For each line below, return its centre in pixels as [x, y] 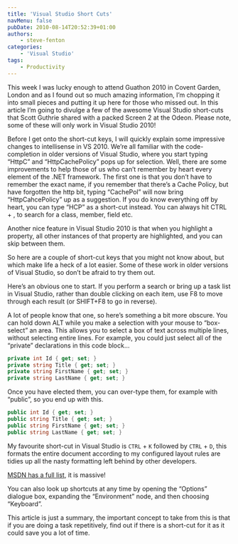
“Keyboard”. [25, 503]
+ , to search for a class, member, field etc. [70, 214]
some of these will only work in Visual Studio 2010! [82, 125]
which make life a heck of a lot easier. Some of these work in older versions [118, 265]
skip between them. [36, 244]
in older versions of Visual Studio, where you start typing [125, 154]
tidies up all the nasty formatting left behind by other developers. [102, 461]
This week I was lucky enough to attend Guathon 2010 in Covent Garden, [114, 87]
